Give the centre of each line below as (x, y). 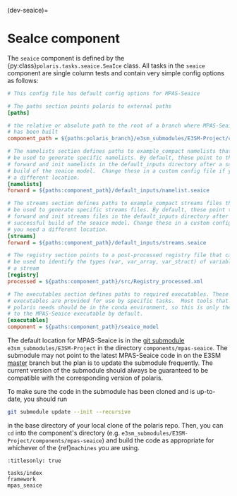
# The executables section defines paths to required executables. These (118, 294)
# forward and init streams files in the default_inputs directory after (118, 217)
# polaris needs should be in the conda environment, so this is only (113, 307)
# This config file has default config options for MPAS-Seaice (104, 93)
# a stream (23, 268)
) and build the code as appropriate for (158, 440)
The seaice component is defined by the (66, 58)
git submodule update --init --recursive (69, 412)
